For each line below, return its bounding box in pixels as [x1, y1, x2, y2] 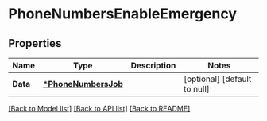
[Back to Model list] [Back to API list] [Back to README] [8, 104, 191, 113]
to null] [184, 84, 211, 94]
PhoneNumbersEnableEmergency [8, 5, 237, 23]
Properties [8, 37, 62, 50]
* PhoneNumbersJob [42, 79, 123, 89]
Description [130, 60, 176, 71]
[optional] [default [184, 73, 252, 84]
